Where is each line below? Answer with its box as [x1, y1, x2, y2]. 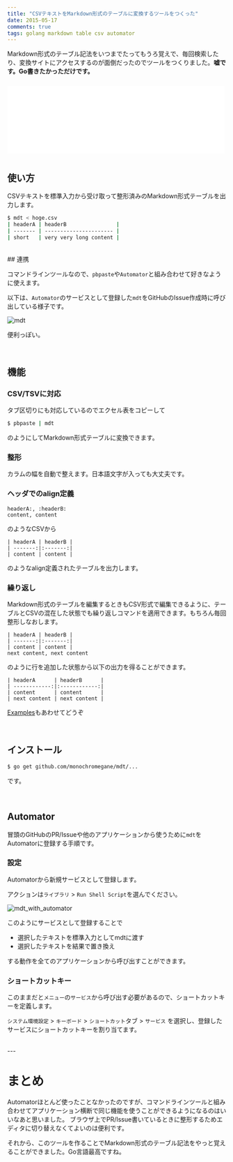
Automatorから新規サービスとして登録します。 [7, 875, 140, 884]
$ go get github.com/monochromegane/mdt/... [7, 763, 138, 770]
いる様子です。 [25, 301, 68, 311]
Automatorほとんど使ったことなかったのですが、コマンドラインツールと [7, 1098, 214, 1106]
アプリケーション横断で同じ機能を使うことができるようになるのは [31, 1107, 220, 1115]
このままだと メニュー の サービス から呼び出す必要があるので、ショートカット [7, 993, 219, 1001]
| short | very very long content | [7, 234, 120, 241]
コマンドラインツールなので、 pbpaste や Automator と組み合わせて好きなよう [7, 269, 222, 278]
